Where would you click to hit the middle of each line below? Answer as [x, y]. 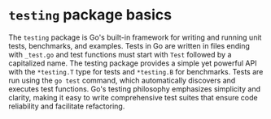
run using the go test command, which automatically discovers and [122, 80]
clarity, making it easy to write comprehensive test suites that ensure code [133, 97]
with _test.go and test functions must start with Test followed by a [120, 54]
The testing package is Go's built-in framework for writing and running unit [135, 37]
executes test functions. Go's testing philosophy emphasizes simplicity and [135, 89]
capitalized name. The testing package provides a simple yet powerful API [133, 63]
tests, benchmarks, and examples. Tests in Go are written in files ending [129, 45]
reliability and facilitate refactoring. [67, 106]
